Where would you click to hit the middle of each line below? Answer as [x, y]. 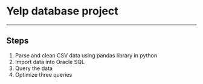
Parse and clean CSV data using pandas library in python [86, 55]
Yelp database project [63, 11]
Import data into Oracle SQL [50, 62]
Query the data [34, 68]
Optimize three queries [43, 74]
